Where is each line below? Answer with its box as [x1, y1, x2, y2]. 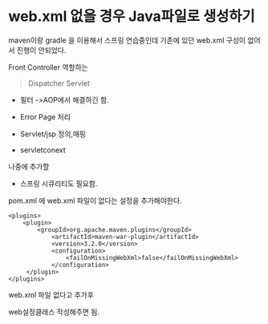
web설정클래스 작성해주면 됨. [8, 306, 100, 317]
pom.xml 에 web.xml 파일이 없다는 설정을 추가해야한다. [8, 196, 182, 205]
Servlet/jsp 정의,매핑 [19, 129, 87, 139]
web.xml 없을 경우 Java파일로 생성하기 [8, 7, 255, 26]
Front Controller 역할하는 [8, 62, 88, 72]
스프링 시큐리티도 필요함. [19, 178, 98, 188]
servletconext [19, 145, 66, 155]
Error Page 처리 [19, 111, 71, 121]
